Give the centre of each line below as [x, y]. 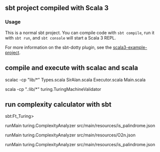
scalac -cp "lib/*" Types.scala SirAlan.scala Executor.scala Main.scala [75, 80]
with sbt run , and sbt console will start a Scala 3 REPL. [60, 38]
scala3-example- [130, 47]
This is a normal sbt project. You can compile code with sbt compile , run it [80, 33]
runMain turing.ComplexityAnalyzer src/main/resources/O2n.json [70, 135]
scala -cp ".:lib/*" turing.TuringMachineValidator [53, 89]
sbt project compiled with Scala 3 [57, 8]
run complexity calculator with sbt [58, 104]
